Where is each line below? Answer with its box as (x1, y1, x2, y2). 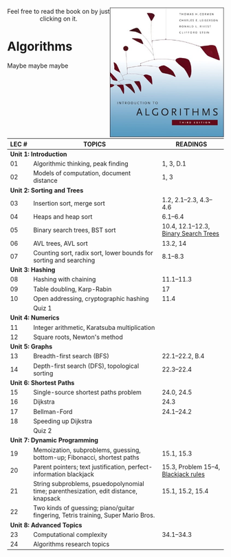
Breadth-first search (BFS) (33, 352, 110, 360)
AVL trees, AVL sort (33, 239, 88, 247)
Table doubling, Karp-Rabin (33, 284, 112, 293)
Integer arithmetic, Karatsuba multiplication (33, 323, 155, 331)
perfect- (127, 462, 153, 471)
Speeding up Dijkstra (33, 417, 93, 425)
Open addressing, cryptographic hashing (33, 294, 149, 302)
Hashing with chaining (33, 275, 96, 284)
